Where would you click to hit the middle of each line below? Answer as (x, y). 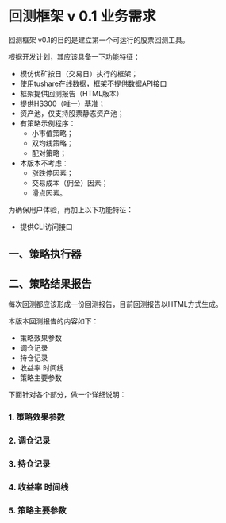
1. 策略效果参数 (37, 417)
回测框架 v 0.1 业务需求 (82, 16)
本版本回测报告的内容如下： (54, 321)
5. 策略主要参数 (37, 510)
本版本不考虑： (44, 163)
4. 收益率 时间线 (38, 487)
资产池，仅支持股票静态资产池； (72, 113)
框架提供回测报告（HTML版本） (71, 93)
